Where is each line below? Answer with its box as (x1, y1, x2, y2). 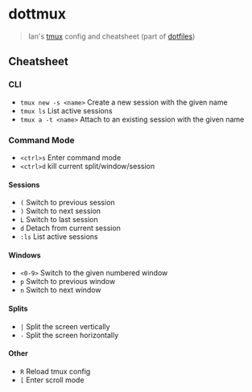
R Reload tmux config (19, 366, 91, 376)
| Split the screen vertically (19, 321, 110, 331)
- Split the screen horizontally (19, 330, 119, 340)
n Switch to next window (19, 285, 102, 295)
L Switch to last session (19, 215, 98, 225)
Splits (8, 303, 28, 313)
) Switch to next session (19, 206, 101, 216)
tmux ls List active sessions (19, 105, 113, 115)
